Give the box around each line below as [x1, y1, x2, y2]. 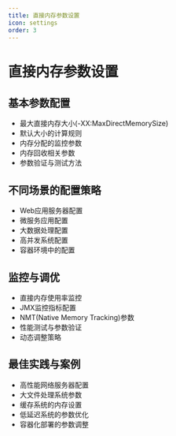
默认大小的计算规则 [19, 129, 82, 138]
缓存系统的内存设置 [19, 400, 82, 409]
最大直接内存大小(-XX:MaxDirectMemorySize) [19, 119, 169, 129]
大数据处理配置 [19, 225, 68, 235]
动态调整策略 [19, 333, 61, 341]
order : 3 [8, 26, 37, 34]
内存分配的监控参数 [19, 139, 82, 148]
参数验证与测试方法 [19, 158, 82, 168]
